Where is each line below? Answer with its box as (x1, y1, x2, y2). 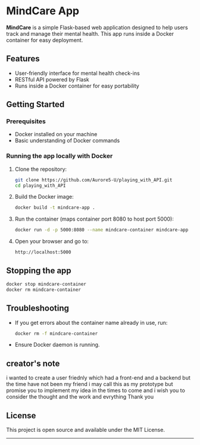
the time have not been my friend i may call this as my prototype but (6, 381, 174, 388)
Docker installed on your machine (14, 131, 98, 138)
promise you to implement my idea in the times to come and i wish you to (6, 387, 186, 394)
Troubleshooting (6, 303, 70, 314)
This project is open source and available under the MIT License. (6, 427, 165, 434)
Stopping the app (6, 265, 71, 275)
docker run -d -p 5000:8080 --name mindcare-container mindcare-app (14, 227, 189, 233)
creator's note (6, 358, 60, 368)
